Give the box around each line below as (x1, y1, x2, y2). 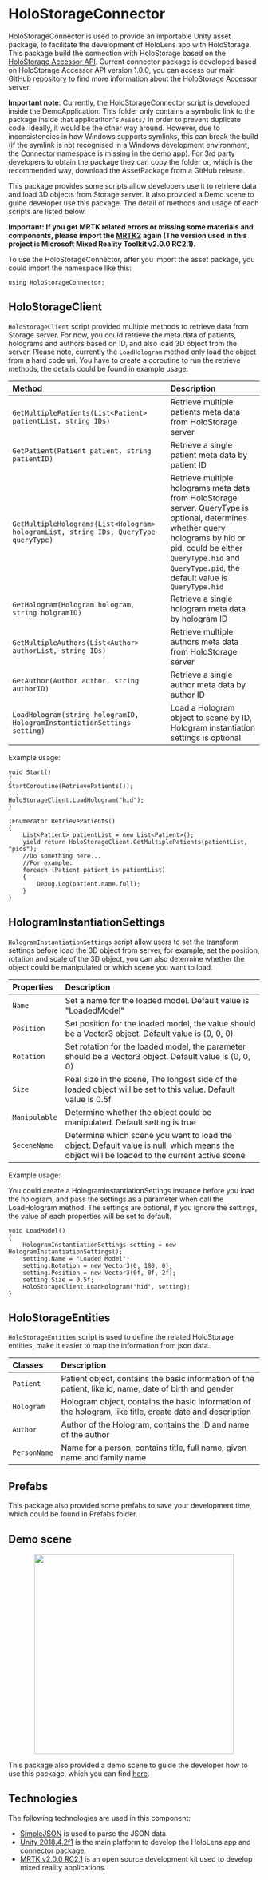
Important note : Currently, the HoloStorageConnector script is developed (8, 98, 250, 107)
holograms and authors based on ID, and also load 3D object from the (8, 338, 238, 348)
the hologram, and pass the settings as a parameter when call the (8, 1194, 224, 1204)
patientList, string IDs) (12, 416, 111, 425)
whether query (170, 522, 226, 533)
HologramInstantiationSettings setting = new (22, 1241, 177, 1249)
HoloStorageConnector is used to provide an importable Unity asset (8, 31, 231, 41)
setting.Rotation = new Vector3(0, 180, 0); (22, 1261, 173, 1269)
